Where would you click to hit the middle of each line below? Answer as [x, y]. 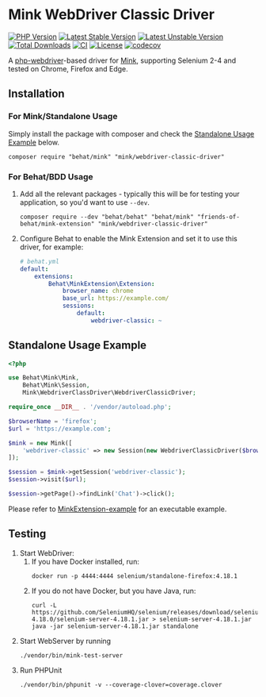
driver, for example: [51, 247]
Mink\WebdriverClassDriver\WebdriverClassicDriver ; [109, 393]
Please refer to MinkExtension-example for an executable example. [118, 509]
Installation [36, 94]
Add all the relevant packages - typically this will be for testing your [129, 194]
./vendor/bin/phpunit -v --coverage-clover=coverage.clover [121, 684]
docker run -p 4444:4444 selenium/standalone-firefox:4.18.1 [134, 576]
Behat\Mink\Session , [56, 385]
